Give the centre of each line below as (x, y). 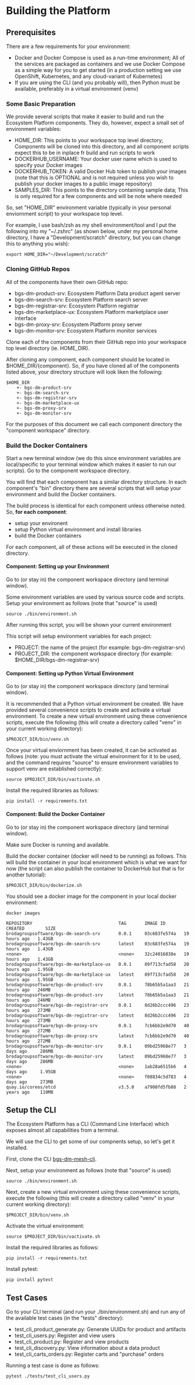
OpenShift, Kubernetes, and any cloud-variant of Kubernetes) (88, 76)
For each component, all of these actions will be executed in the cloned (92, 547)
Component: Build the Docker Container (55, 814)
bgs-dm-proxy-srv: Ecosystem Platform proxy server (78, 324)
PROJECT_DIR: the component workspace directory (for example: (94, 654)
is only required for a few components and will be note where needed (98, 196)
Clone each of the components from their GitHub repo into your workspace (96, 342)
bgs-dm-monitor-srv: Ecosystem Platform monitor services (86, 330)
